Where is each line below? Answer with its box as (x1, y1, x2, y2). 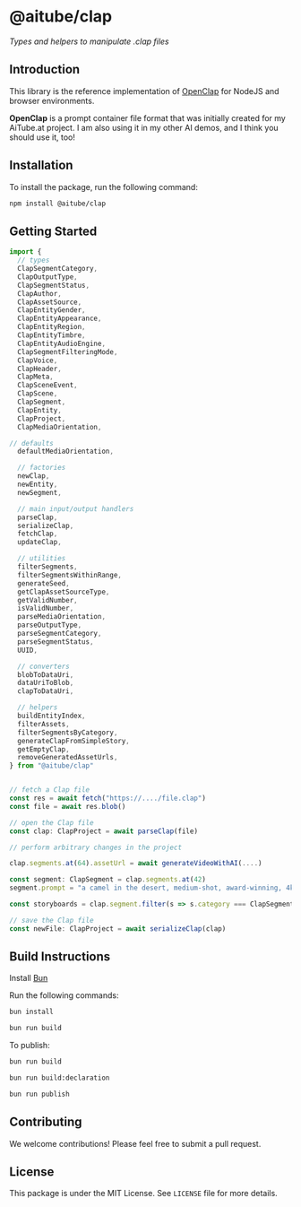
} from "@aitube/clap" (9, 761, 94, 770)
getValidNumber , (17, 595, 78, 604)
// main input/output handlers (17, 504, 134, 513)
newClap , (17, 472, 50, 481)
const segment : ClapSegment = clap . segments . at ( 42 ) (9, 875, 206, 884)
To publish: (9, 1040, 51, 1051)
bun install (9, 1007, 54, 1017)
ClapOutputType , (17, 272, 78, 282)
